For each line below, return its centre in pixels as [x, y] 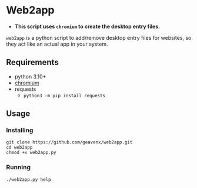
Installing [20, 131]
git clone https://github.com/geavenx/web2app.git [69, 142]
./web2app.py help [29, 179]
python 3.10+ [30, 76]
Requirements [32, 62]
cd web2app [19, 148]
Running [19, 168]
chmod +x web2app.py [31, 153]
